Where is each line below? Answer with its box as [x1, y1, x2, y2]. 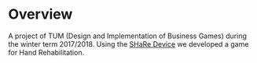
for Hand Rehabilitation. [8, 47, 85, 57]
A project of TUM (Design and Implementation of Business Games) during [8, 31, 248, 40]
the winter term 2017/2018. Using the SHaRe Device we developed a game [8, 39, 249, 48]
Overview [8, 5, 73, 23]
